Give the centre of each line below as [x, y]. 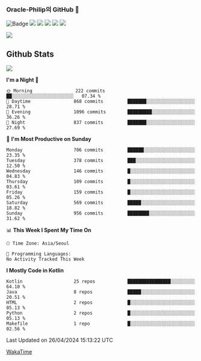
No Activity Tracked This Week [45, 259]
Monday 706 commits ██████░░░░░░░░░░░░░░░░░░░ [101, 150]
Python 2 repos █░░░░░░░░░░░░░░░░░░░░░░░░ [101, 313]
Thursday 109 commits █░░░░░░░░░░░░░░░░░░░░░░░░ [101, 182]
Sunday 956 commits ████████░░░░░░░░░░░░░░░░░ [101, 213]
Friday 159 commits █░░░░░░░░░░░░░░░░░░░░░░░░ [101, 192]
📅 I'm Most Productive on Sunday [49, 139]
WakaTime [19, 352]
